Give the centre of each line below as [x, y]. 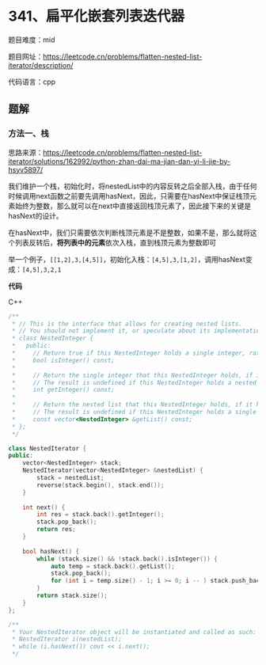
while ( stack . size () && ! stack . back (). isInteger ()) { [127, 559]
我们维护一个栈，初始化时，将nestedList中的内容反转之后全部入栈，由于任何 [133, 186]
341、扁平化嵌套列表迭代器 [97, 16]
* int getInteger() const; [63, 390]
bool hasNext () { [51, 551]
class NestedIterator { [47, 448]
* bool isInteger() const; [63, 360]
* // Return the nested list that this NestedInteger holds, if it [132, 405]
